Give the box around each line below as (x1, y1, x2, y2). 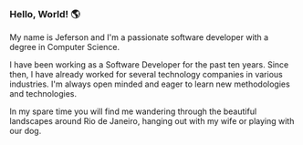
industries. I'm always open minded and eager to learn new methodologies (9, 78, 290, 89)
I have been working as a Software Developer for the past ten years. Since (9, 59, 289, 70)
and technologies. (9, 88, 78, 99)
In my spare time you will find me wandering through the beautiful (9, 106, 257, 117)
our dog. (9, 126, 42, 137)
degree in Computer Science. (9, 42, 120, 53)
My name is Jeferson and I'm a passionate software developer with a (9, 32, 269, 43)
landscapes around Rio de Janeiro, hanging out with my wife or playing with (9, 116, 295, 127)
